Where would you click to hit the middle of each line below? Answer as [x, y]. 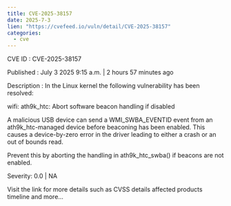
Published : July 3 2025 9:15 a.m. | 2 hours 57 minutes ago [90, 73]
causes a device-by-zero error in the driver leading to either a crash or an [112, 135]
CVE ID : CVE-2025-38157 [44, 59]
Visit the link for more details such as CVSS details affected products [105, 189]
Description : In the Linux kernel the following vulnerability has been [103, 86]
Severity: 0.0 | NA [32, 176]
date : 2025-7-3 [29, 20]
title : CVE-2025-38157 [40, 13]
